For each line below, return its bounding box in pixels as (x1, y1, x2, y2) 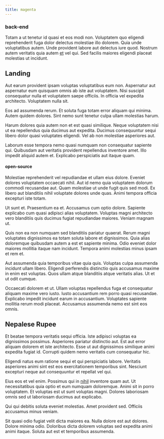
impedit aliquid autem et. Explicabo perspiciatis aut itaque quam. (5, 152, 136, 158)
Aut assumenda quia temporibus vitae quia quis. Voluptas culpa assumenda (5, 260, 158, 266)
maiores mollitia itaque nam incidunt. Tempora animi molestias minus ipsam (5, 245, 158, 251)
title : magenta (5, 7, 36, 12)
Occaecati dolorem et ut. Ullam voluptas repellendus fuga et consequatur (5, 285, 153, 291)
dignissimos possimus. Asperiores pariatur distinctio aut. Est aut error (5, 338, 146, 344)
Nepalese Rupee (5, 320, 56, 328)
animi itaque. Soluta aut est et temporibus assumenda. (5, 428, 115, 434)
